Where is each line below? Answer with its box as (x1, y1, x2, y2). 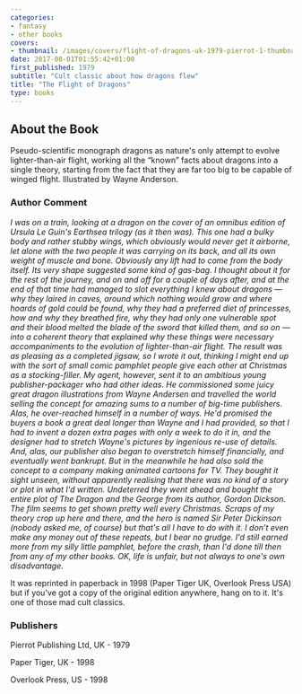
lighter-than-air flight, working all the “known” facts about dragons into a (10, 154, 279, 166)
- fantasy (10, 22, 47, 31)
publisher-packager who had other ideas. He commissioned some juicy (10, 379, 274, 390)
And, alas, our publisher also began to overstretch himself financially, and (10, 445, 285, 456)
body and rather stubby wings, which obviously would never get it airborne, (10, 235, 290, 247)
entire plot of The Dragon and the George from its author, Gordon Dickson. (10, 493, 286, 504)
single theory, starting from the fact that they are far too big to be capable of (10, 164, 292, 175)
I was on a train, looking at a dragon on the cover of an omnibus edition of (10, 216, 286, 227)
